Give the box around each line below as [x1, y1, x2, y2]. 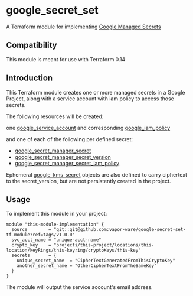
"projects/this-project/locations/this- [53, 242, 155, 248]
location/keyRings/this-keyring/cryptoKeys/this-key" [6, 248, 142, 253]
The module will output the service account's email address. [6, 284, 153, 291]
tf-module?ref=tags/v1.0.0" [6, 232, 76, 238]
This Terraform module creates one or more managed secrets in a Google [6, 89, 185, 96]
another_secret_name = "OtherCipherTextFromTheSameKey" [17, 263, 158, 269]
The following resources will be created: [6, 113, 104, 120]
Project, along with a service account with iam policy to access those [6, 95, 174, 102]
